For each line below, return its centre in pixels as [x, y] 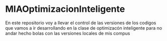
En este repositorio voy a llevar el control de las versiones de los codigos [81, 23]
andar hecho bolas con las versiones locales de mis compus [68, 33]
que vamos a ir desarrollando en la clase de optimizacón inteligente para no [84, 28]
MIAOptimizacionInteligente [65, 9]
